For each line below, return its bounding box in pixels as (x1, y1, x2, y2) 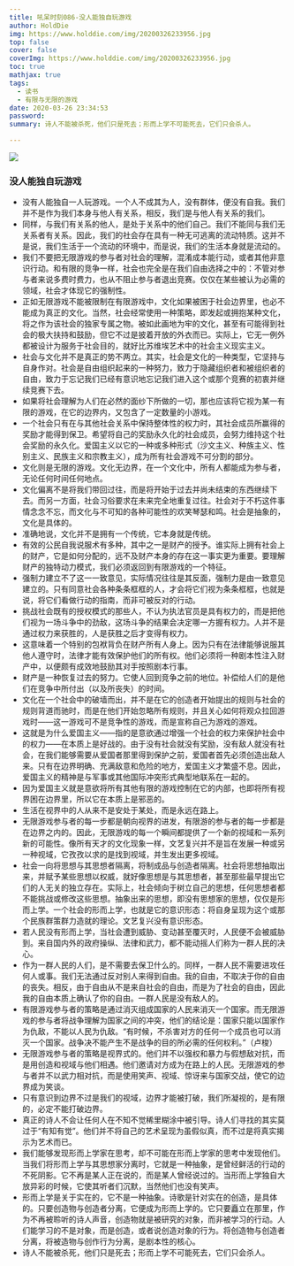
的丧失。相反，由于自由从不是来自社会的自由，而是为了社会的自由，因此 (21, 982, 285, 993)
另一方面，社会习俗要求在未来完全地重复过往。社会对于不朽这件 (45, 495, 278, 506)
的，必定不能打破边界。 (21, 1103, 108, 1115)
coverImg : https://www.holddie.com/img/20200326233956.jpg (9, 54, 231, 63)
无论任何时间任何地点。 (21, 473, 108, 484)
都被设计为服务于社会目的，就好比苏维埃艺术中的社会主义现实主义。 (21, 341, 270, 351)
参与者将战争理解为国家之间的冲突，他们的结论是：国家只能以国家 (37, 1015, 278, 1026)
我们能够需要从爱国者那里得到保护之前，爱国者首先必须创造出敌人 (45, 749, 285, 761)
